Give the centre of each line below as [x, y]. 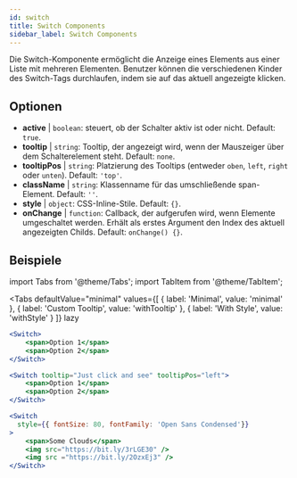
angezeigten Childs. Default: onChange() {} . [102, 232]
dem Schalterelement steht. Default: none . [99, 156]
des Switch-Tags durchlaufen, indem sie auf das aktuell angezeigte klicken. [148, 78]
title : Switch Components [57, 26]
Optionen [36, 107]
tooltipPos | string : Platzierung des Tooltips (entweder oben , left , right [155, 166]
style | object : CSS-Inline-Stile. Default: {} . [101, 204]
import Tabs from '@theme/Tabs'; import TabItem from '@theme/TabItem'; [146, 281]
